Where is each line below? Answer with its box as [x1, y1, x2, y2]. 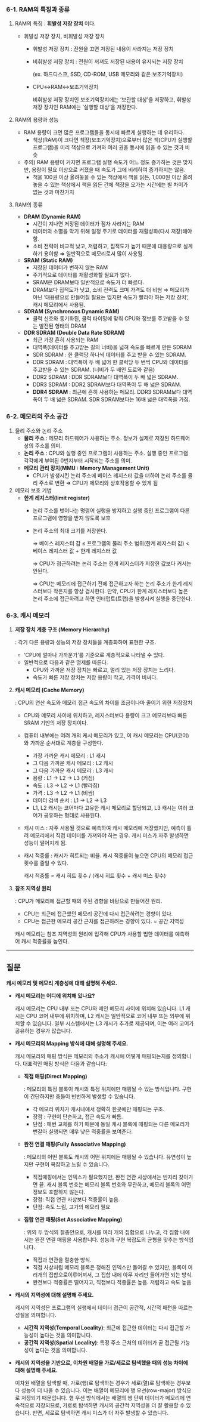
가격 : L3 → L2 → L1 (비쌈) [32, 789, 95, 796]
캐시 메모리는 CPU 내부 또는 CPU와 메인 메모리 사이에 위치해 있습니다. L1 [14, 1004, 185, 1012]
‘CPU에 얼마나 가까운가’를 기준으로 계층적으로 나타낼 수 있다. [23, 651, 165, 658]
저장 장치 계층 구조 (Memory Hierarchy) [14, 625, 110, 633]
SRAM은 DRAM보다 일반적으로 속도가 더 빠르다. [32, 279, 145, 286]
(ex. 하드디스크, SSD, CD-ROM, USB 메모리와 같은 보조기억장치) [32, 70, 183, 78]
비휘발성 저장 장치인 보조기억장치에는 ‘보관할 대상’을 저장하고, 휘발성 [32, 96, 192, 103]
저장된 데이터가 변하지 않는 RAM [32, 264, 108, 271]
